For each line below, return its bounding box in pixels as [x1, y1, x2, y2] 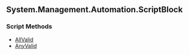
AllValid [14, 35, 34, 43]
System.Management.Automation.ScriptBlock [6, 5, 183, 15]
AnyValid [14, 42, 37, 49]
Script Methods [6, 22, 53, 31]
